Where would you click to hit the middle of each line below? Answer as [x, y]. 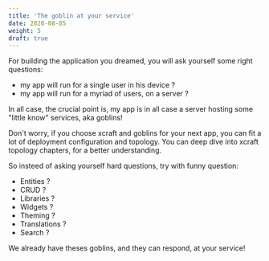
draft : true [28, 38]
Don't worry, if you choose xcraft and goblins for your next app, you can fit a [135, 133]
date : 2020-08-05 [37, 23]
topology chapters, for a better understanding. [85, 150]
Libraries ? [37, 198]
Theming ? [37, 216]
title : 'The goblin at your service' [71, 16]
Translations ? [43, 224]
